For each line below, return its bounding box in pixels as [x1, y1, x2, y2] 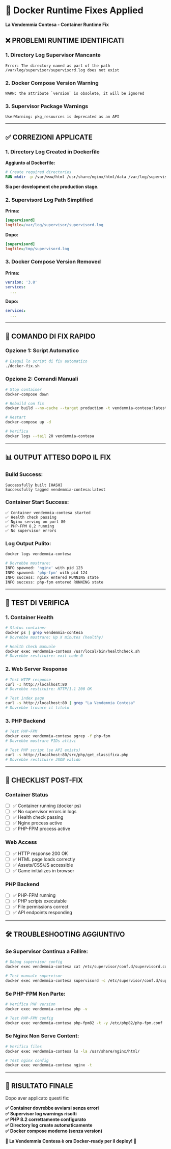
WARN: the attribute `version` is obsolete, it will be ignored [5, 91, 145, 96]
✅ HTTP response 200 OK [12, 850, 68, 857]
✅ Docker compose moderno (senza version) [5, 1128, 103, 1134]
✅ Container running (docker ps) [12, 803, 81, 809]
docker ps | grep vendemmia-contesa [5, 630, 83, 635]
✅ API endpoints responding [12, 910, 72, 916]
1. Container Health [5, 613, 54, 621]
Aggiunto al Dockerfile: [5, 159, 55, 166]
